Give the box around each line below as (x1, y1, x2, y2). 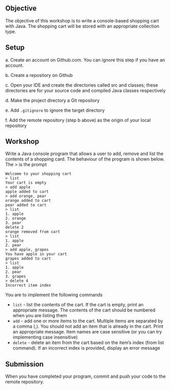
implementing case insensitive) (12, 334, 78, 341)
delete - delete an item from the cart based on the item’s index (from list (12, 340, 164, 346)
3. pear (5, 220, 22, 226)
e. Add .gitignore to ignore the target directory (5, 107, 105, 113)
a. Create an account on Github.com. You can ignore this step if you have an (5, 57, 165, 63)
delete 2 (5, 225, 24, 230)
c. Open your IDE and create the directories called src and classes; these (5, 82, 158, 88)
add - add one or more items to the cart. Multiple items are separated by (12, 318, 163, 324)
